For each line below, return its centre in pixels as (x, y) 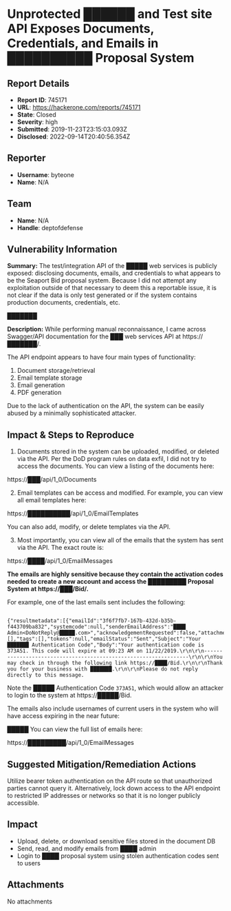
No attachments (30, 901)
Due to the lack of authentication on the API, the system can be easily (106, 406)
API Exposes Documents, (81, 29)
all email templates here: (52, 500)
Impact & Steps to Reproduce (71, 434)
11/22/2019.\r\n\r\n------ (184, 651)
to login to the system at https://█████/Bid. (69, 695)
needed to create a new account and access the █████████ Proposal (111, 582)
